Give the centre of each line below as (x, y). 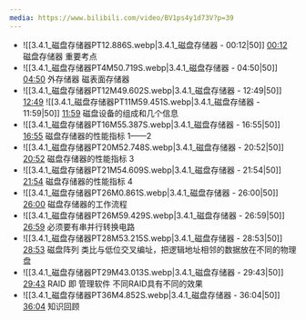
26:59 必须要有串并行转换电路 (78, 226)
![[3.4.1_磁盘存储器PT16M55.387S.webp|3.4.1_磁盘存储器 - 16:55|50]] (151, 125)
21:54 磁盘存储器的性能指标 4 (78, 181)
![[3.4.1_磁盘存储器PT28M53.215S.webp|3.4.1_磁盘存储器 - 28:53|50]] (153, 238)
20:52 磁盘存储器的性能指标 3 (78, 158)
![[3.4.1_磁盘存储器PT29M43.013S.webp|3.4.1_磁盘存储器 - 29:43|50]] (153, 272)
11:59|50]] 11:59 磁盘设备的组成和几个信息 (101, 113)
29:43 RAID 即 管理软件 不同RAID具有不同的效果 (112, 284)
